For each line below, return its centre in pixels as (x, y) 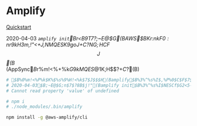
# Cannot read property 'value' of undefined (62, 91)
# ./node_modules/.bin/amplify (44, 107)
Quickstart (19, 27)
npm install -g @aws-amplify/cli (47, 118)
